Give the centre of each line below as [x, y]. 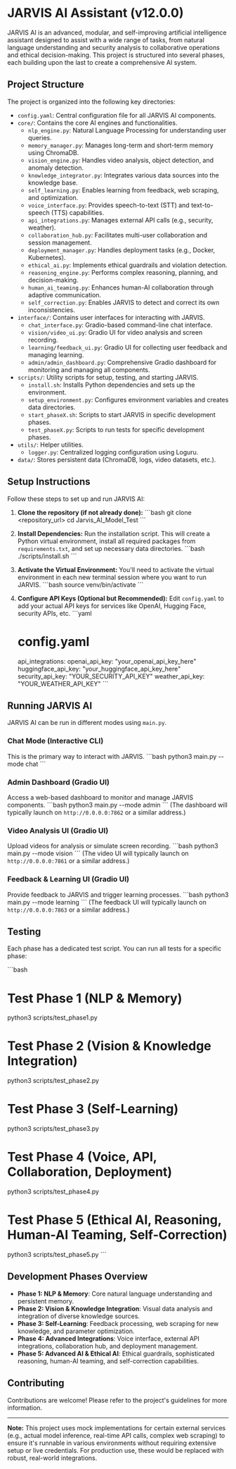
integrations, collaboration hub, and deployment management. [107, 1346]
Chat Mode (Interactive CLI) [55, 741]
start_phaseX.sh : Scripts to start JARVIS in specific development [122, 414]
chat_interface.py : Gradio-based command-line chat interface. [120, 325]
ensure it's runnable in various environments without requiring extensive [112, 1443]
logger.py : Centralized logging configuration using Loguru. [113, 452]
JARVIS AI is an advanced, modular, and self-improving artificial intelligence [117, 32]
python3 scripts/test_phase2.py [53, 1081]
